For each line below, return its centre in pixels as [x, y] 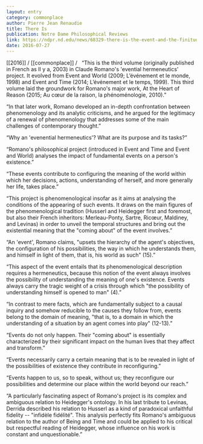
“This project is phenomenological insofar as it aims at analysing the [91, 198]
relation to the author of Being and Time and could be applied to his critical [99, 421]
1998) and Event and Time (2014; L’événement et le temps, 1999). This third [100, 82]
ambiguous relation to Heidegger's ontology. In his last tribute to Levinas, [97, 402]
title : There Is [27, 29]
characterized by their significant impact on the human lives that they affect [100, 341]
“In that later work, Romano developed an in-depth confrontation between [98, 106]
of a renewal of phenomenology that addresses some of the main [88, 119]
